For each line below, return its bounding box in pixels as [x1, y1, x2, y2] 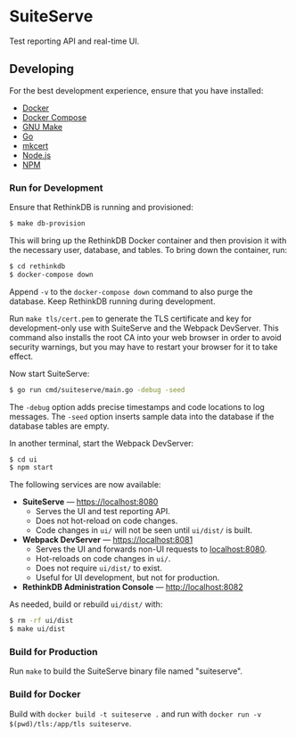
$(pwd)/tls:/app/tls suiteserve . [9, 717, 132, 728]
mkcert [21, 140, 49, 151]
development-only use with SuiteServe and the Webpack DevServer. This [9, 323, 279, 333]
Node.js [21, 150, 52, 160]
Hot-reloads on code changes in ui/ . [35, 553, 171, 564]
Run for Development [9, 181, 103, 193]
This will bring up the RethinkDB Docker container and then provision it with [9, 234, 287, 246]
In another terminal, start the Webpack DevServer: [9, 438, 194, 448]
